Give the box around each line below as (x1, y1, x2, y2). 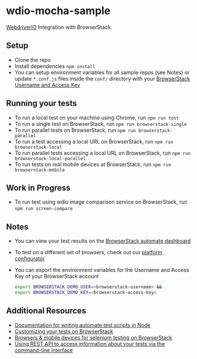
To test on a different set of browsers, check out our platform (14, 249, 162, 256)
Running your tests (6, 98, 77, 108)
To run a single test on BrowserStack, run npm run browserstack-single (14, 120, 187, 127)
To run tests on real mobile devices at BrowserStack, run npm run (14, 161, 172, 168)
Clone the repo (14, 56, 51, 63)
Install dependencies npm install (14, 62, 96, 69)
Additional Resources (6, 306, 86, 316)
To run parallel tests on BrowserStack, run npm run (14, 127, 136, 134)
